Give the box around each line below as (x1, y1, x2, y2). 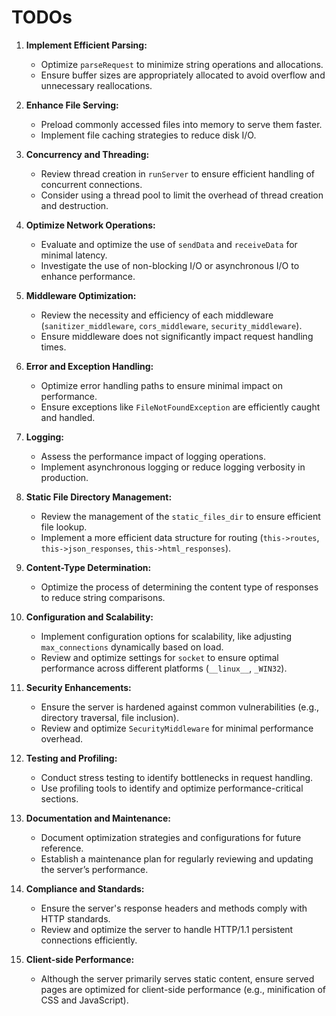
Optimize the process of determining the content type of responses (40, 581, 319, 593)
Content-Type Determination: (25, 561, 152, 573)
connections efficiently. (40, 934, 138, 946)
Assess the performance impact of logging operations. (40, 450, 266, 462)
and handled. (40, 411, 96, 423)
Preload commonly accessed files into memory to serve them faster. (40, 118, 323, 130)
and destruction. (40, 199, 109, 211)
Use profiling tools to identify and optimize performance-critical (40, 782, 304, 794)
